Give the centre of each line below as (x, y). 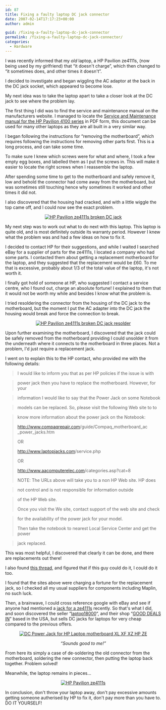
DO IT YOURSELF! (24, 703)
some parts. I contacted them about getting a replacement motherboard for (82, 257)
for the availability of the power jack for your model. (70, 519)
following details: (23, 363)
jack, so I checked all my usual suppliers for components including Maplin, (81, 588)
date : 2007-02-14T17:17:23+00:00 (40, 19)
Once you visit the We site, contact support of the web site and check (88, 509)
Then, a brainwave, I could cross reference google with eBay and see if (78, 603)
